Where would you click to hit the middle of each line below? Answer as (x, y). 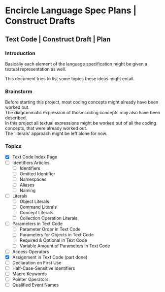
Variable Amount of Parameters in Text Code (65, 246)
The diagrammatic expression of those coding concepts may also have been (83, 113)
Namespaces (33, 179)
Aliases (27, 185)
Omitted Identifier (37, 174)
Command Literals (38, 207)
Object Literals (34, 201)
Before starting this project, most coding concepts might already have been (82, 102)
